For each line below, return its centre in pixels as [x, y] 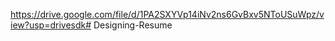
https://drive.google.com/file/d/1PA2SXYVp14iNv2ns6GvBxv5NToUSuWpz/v [167, 14]
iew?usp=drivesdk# [51, 25]
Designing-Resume [133, 25]
